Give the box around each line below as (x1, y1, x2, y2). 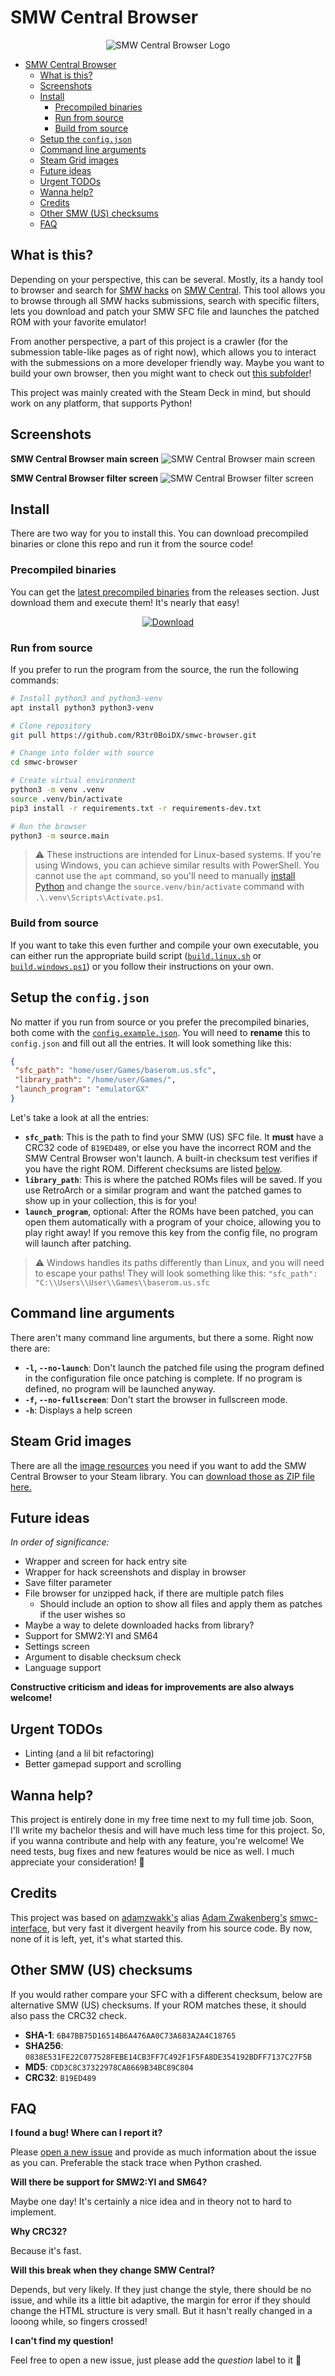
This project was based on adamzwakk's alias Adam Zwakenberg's (10, 1911, 288, 1923)
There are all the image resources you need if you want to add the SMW (10, 1459, 307, 1471)
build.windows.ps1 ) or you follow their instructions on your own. (10, 960, 274, 972)
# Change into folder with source (10, 748, 155, 758)
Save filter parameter (24, 1577, 113, 1589)
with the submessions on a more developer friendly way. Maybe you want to (10, 356, 325, 368)
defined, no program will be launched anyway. (24, 1382, 216, 1395)
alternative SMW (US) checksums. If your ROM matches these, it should (10, 1999, 307, 2011)
